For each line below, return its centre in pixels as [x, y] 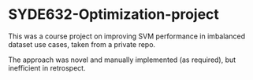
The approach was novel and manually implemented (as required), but [122, 60]
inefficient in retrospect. [47, 67]
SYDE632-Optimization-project [113, 15]
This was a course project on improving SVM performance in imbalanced [127, 36]
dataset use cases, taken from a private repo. [82, 44]
